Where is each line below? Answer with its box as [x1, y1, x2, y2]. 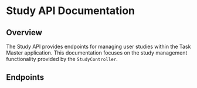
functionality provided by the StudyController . [6, 56, 118, 62]
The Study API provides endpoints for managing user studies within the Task [6, 43, 191, 50]
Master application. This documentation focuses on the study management [6, 49, 188, 56]
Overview [6, 28, 43, 38]
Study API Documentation [6, 4, 135, 18]
